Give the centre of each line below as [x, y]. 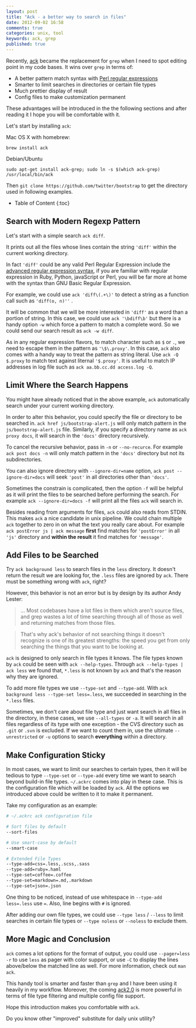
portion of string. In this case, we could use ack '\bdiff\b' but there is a [94, 318]
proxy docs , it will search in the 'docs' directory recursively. [78, 435]
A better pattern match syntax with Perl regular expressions [86, 78]
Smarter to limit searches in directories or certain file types [85, 84]
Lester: [15, 599]
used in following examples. [39, 191]
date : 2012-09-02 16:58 [35, 22]
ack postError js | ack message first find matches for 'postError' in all [93, 531]
